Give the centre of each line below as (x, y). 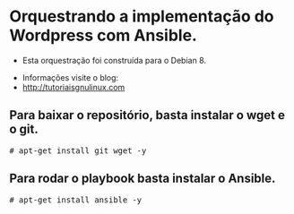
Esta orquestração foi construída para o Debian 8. (114, 60)
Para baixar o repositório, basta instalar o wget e (147, 115)
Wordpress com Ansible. (103, 35)
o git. (24, 129)
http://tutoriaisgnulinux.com (73, 87)
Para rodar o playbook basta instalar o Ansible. (143, 179)
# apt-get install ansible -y (76, 200)
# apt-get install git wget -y (78, 150)
